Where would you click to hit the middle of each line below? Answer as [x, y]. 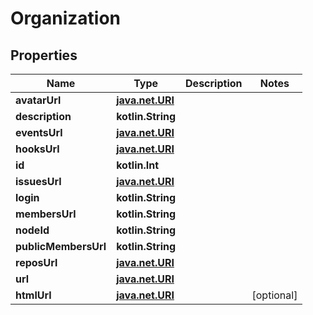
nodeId [32, 230]
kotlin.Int [138, 165]
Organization [65, 18]
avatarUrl [38, 100]
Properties [44, 55]
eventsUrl [39, 132]
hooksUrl [37, 149]
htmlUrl [33, 295]
